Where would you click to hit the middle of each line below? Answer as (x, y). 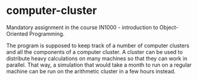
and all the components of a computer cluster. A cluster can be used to (94, 52)
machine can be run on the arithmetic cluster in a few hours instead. (91, 71)
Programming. (47, 33)
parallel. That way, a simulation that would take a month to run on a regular (99, 65)
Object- (169, 27)
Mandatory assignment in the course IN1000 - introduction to (82, 27)
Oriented (17, 33)
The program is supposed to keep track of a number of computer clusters (98, 45)
